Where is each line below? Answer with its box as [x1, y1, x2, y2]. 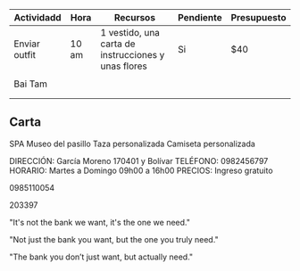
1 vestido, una [100, 27, 161, 38]
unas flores [100, 60, 147, 72]
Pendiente [178, 12, 222, 23]
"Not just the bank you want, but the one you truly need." [9, 234, 219, 244]
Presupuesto [230, 12, 287, 23]
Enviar [13, 37, 40, 50]
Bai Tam [13, 78, 47, 90]
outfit [13, 49, 36, 61]
